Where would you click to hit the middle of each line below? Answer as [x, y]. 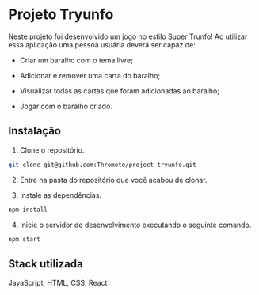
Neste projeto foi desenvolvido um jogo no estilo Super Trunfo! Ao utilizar [128, 36]
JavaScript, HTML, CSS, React [58, 283]
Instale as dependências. [60, 195]
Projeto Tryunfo [61, 15]
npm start [25, 239]
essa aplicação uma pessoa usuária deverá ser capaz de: [102, 44]
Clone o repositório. [52, 150]
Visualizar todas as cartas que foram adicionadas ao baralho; [120, 91]
